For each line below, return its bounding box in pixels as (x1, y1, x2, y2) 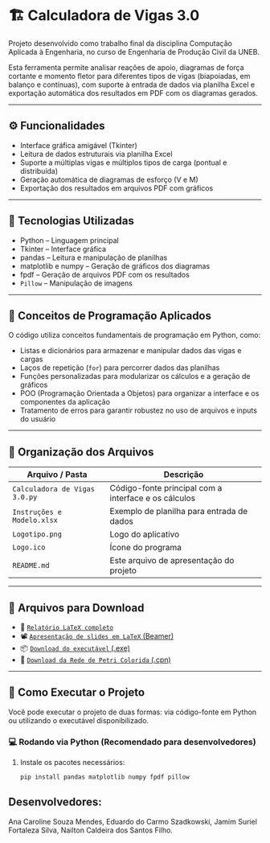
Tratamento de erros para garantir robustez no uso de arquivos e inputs (19, 405, 257, 415)
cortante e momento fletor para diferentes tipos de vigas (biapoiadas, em (8, 71, 251, 80)
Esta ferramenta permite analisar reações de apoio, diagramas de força (8, 62, 244, 72)
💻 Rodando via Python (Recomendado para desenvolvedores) (8, 736, 256, 747)
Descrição (163, 469, 204, 480)
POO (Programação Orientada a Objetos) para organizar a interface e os (19, 389, 260, 398)
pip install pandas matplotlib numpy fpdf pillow (19, 773, 190, 781)
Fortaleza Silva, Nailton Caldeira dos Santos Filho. (8, 825, 173, 835)
